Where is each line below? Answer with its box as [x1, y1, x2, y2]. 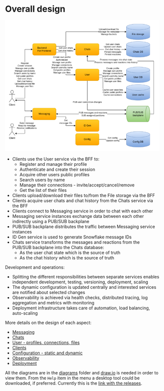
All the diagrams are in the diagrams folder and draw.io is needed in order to [5, 369, 159, 375]
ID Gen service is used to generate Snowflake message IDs [12, 234, 132, 240]
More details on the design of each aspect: [5, 320, 92, 325]
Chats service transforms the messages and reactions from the [12, 239, 140, 245]
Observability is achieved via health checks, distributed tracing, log [12, 295, 148, 300]
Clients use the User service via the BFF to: [12, 156, 99, 162]
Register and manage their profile [19, 161, 87, 167]
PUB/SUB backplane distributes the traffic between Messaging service [12, 224, 155, 230]
